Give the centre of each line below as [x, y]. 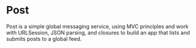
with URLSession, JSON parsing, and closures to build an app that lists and [98, 32]
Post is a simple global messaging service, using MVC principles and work [97, 26]
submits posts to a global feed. [44, 39]
